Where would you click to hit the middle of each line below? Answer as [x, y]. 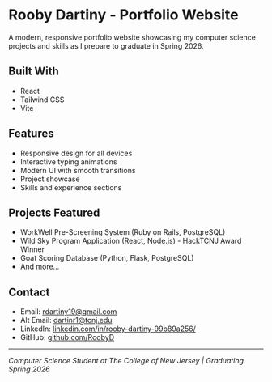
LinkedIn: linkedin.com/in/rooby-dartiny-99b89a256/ [108, 329]
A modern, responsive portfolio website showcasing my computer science [132, 37]
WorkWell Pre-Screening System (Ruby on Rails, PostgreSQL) [123, 232]
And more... [40, 267]
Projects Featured [54, 212]
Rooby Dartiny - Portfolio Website [123, 15]
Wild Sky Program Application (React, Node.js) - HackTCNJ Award [131, 241]
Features [31, 134]
